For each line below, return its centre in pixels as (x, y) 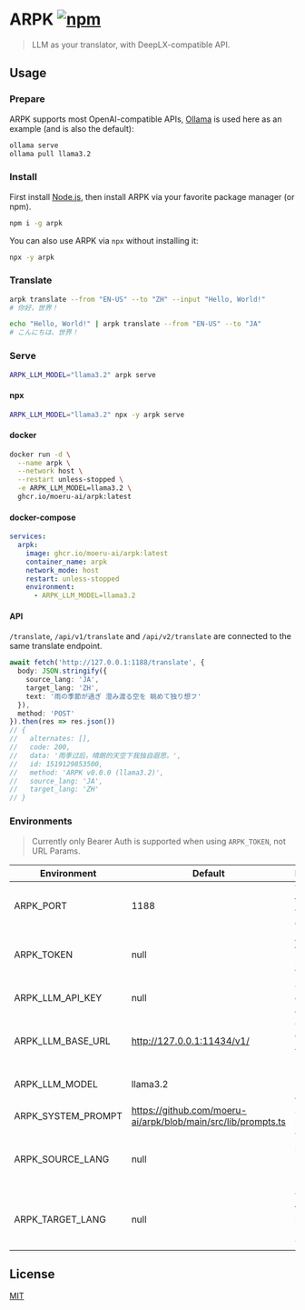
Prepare (27, 99)
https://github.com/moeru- (189, 1110)
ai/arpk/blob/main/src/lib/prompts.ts (208, 1121)
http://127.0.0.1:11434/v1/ (190, 1041)
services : (28, 536)
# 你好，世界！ (34, 308)
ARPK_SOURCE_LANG (62, 1159)
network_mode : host (63, 570)
